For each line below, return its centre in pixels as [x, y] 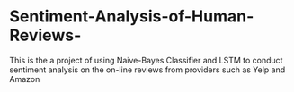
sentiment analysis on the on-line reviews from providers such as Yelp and [147, 70]
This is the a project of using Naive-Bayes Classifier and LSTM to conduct [146, 60]
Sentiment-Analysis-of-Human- [132, 17]
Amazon [25, 79]
